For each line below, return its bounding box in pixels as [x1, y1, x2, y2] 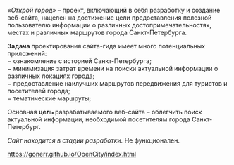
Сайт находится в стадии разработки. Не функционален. [7, 136, 180, 145]
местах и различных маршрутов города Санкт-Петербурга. [7, 28, 187, 37]
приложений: [7, 49, 47, 58]
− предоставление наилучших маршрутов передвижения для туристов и [7, 79, 228, 87]
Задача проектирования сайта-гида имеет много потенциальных [7, 42, 206, 50]
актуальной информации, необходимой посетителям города [7, 115, 190, 124]
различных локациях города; [7, 72, 95, 80]
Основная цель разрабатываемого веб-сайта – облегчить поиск [7, 108, 202, 116]
